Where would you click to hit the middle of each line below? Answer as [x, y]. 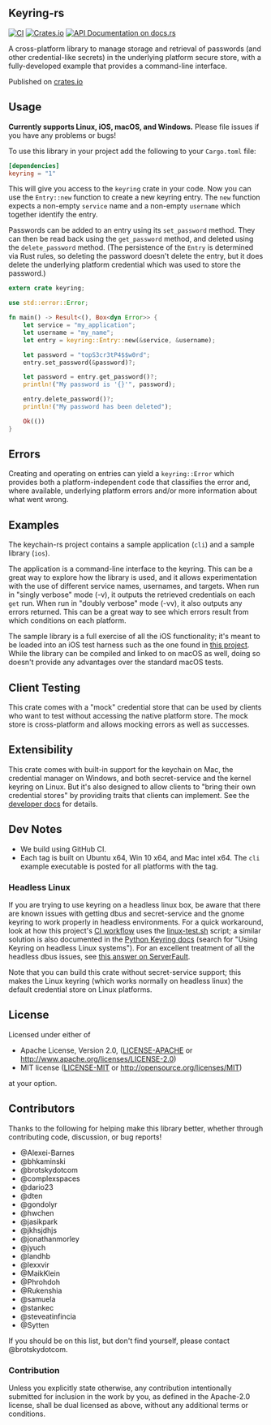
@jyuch [33, 1247]
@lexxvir [35, 1264]
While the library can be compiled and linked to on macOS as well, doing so [135, 654]
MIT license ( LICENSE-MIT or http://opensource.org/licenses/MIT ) [131, 1067]
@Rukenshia [41, 1290]
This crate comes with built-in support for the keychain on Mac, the [121, 769]
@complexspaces [50, 1178]
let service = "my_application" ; [80, 325]
